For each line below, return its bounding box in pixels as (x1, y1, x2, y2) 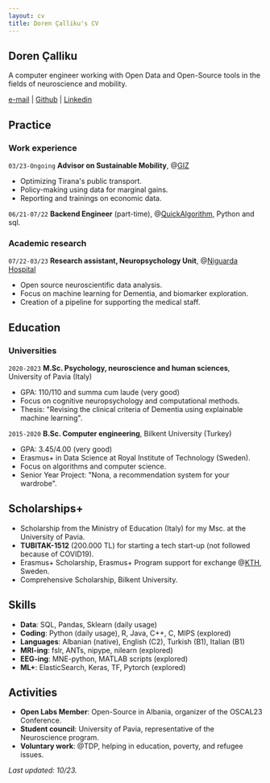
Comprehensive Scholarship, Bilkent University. (19, 574, 178, 585)
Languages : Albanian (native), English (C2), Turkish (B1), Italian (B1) (19, 636, 245, 646)
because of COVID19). (19, 549, 94, 559)
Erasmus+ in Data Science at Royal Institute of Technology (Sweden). (19, 452, 251, 462)
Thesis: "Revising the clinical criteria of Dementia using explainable (19, 404, 243, 414)
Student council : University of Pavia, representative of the (19, 724, 215, 734)
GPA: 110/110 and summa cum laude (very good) (19, 387, 180, 397)
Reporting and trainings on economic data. (19, 194, 162, 202)
